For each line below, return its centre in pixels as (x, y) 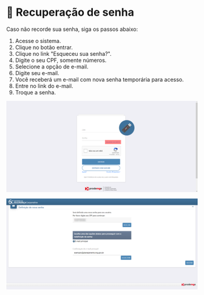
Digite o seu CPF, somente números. (61, 60)
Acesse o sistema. (38, 41)
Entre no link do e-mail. (44, 86)
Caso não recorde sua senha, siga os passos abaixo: (72, 29)
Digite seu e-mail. (37, 73)
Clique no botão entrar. (44, 47)
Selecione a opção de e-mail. (52, 67)
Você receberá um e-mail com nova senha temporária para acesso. (99, 79)
